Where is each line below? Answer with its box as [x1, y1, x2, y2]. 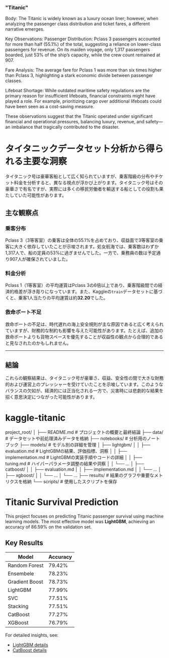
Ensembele [8, 570, 34, 577]
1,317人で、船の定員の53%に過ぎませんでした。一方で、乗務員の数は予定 [5, 250, 157, 256]
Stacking [8, 603, 29, 610]
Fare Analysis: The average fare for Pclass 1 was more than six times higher [5, 67, 162, 73]
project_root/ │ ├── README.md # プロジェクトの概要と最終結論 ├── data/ [5, 429, 163, 435]
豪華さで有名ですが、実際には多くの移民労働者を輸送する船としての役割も [5, 186, 159, 192]
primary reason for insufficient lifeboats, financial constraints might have [5, 93, 156, 99]
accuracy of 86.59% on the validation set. [5, 524, 92, 530]
